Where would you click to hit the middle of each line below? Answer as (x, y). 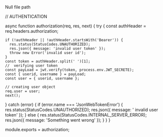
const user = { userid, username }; (42, 78)
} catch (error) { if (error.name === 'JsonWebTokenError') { (64, 105)
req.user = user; (23, 91)
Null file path (18, 7)
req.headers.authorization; (32, 31)
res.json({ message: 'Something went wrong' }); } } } (58, 120)
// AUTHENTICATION (26, 16)
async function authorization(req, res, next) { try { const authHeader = (76, 26)
